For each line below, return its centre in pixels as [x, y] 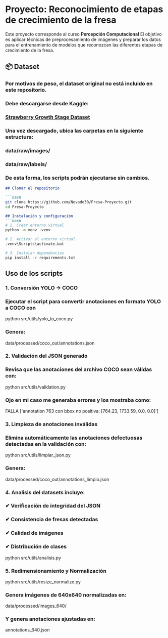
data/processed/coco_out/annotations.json [50, 343]
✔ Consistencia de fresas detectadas [52, 520]
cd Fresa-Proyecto [24, 207]
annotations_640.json [27, 630]
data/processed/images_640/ [36, 606]
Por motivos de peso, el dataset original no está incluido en [79, 83]
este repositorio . [26, 90]
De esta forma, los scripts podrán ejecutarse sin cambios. [77, 178]
